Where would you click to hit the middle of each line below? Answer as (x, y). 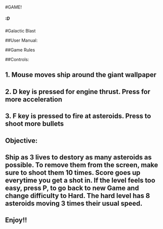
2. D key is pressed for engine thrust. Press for (78, 91)
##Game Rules (20, 50)
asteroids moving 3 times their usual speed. (74, 203)
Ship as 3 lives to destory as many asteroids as (78, 157)
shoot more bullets (34, 124)
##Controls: (17, 59)
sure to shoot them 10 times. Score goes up (73, 173)
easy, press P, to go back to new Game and (72, 188)
